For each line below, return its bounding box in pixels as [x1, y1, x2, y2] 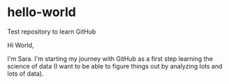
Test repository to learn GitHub [7, 27, 96, 36]
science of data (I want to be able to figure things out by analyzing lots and [7, 62, 223, 70]
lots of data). [7, 69, 44, 78]
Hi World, [7, 41, 34, 49]
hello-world [7, 4, 77, 20]
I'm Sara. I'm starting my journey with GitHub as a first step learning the [7, 54, 213, 63]
